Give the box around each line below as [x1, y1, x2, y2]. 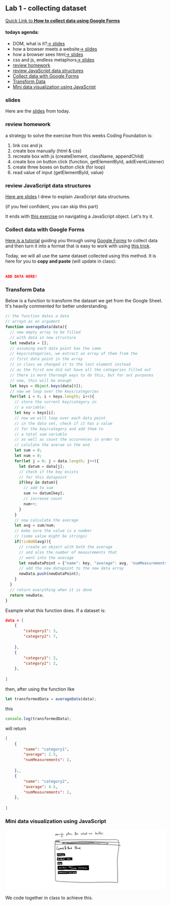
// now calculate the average [14, 518, 79, 523]
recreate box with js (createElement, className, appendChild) [12, 153, 144, 159]
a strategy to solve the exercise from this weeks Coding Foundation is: [5, 132, 153, 138]
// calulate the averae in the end [14, 442, 90, 447]
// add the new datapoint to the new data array [18, 566, 124, 571]
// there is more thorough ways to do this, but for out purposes [10, 373, 154, 378]
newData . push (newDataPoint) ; [18, 571, 81, 577]
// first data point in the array [10, 356, 83, 362]
